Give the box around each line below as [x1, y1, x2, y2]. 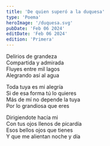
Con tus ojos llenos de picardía [6, 120, 82, 127]
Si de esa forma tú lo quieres [6, 90, 77, 97]
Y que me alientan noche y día [6, 133, 81, 140]
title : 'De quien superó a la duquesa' [6, 8, 105, 15]
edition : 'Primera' [6, 36, 55, 42]
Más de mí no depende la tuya [6, 96, 80, 103]
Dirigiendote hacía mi [6, 114, 58, 121]
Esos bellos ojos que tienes [6, 126, 73, 133]
